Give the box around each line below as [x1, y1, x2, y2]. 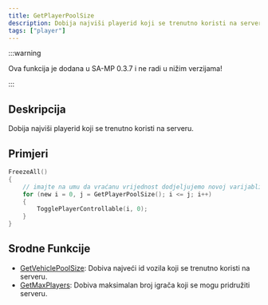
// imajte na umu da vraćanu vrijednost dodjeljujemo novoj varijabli [22, 183, 262, 191]
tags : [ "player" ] [8, 26, 66, 34]
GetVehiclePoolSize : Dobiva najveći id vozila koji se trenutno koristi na [19, 263, 250, 272]
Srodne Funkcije [8, 242, 91, 255]
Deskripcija [8, 102, 66, 116]
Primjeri [8, 147, 49, 160]
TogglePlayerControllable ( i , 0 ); [37, 205, 148, 213]
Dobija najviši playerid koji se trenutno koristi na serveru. [8, 124, 194, 133]
